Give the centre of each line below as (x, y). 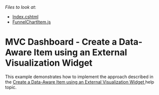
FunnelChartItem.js (32, 22)
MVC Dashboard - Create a (61, 42)
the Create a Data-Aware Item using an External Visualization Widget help (79, 82)
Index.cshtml (25, 17)
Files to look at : (21, 7)
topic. (11, 87)
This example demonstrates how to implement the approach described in (79, 77)
